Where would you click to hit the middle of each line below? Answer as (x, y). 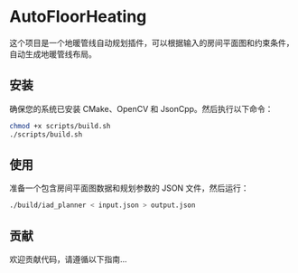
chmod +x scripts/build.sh (60, 126)
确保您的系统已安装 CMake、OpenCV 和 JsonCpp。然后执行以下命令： (141, 108)
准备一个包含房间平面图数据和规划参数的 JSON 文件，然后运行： (130, 188)
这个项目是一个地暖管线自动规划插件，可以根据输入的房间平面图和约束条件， (152, 42)
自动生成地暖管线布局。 (53, 54)
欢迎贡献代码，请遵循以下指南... (69, 259)
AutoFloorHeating (78, 17)
